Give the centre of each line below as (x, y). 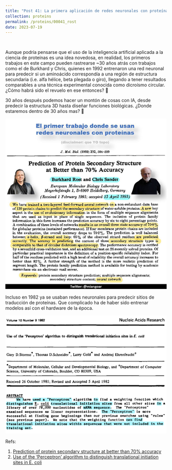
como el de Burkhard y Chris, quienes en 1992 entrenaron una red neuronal (85, 69)
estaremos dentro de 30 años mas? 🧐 (45, 111)
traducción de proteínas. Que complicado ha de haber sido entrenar (77, 302)
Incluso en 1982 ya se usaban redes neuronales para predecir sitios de (80, 297)
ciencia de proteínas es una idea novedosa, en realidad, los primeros (78, 58)
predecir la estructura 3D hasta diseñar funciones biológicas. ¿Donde (79, 106)
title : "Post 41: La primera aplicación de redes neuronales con (76, 11)
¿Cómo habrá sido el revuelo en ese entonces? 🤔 (57, 90)
